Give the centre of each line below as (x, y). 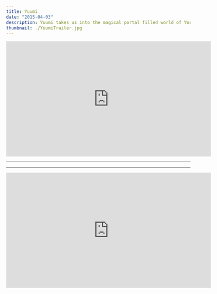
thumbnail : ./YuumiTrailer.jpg (44, 28)
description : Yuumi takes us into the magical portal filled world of (94, 22)
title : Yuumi (22, 11)
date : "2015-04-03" (30, 17)
